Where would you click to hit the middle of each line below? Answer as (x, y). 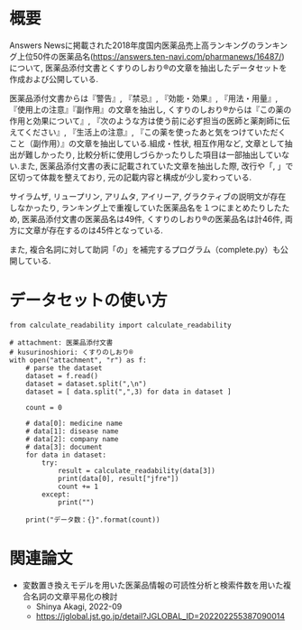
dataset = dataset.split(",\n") (86, 384)
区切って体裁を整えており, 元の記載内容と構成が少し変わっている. (131, 177)
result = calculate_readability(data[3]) (137, 470)
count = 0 (44, 407)
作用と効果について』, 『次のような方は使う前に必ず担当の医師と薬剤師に (146, 120)
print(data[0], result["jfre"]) (118, 478)
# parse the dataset (64, 368)
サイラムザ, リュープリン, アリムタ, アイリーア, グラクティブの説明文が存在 (148, 196)
